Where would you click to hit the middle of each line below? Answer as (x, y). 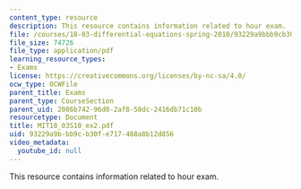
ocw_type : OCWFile (43, 84)
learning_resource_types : (57, 59)
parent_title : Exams (48, 92)
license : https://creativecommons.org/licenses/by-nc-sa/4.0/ (128, 76)
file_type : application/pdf (62, 51)
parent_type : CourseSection (62, 101)
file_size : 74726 (42, 43)
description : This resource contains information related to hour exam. (148, 26)
